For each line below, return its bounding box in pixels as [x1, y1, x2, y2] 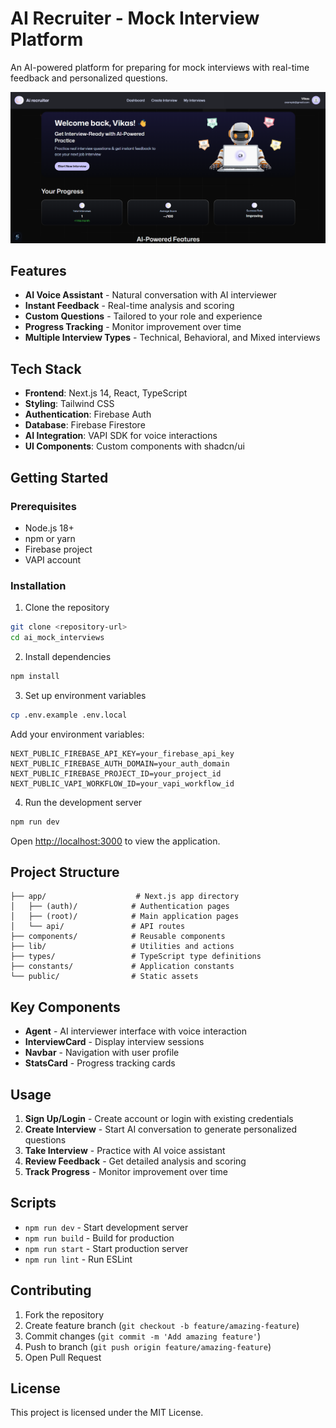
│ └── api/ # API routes [10, 922, 186, 932]
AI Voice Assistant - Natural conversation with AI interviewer [24, 289, 278, 301]
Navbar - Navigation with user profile [24, 1047, 180, 1059]
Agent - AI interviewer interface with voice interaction [24, 1025, 247, 1037]
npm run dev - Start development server [24, 1221, 189, 1233]
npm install [10, 671, 60, 681]
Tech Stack [10, 360, 82, 377]
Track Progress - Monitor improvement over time [24, 1166, 228, 1178]
